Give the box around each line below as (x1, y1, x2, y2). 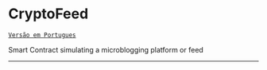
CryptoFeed (8, 5, 89, 23)
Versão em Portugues (8, 31, 77, 39)
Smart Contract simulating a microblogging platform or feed (8, 45, 204, 54)
